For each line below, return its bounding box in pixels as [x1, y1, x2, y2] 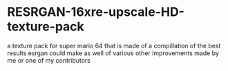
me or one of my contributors [7, 56, 91, 64]
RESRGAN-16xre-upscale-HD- [7, 4, 184, 20]
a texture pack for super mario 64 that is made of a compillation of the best [7, 41, 221, 50]
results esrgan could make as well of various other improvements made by [7, 49, 220, 57]
